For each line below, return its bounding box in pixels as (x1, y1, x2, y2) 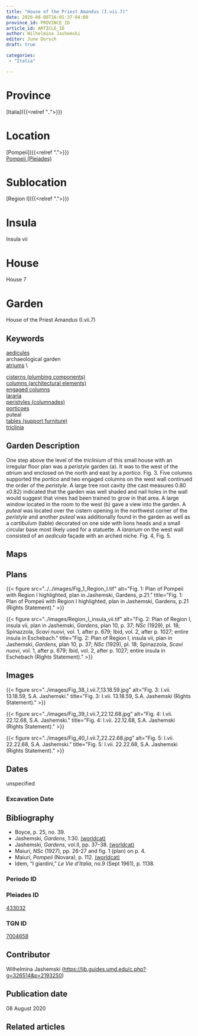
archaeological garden (6, 356, 61, 363)
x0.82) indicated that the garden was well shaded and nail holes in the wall (6, 488, 188, 495)
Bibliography (6, 813, 54, 823)
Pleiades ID (6, 891, 40, 899)
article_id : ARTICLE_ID (6, 25, 65, 31)
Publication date (6, 989, 68, 999)
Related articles (6, 1022, 65, 1032)
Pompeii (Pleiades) (6, 155, 52, 162)
